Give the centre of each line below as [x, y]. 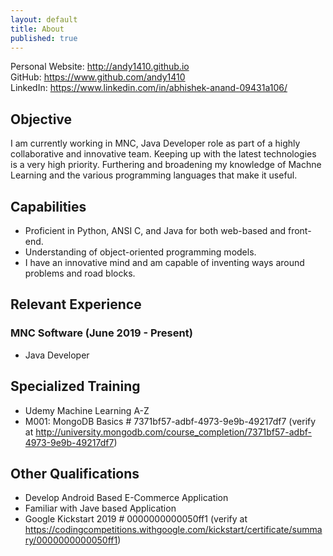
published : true [44, 38]
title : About [37, 29]
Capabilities [48, 206]
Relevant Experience [76, 304]
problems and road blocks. [80, 273]
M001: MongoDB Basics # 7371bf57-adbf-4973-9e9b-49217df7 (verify [170, 421]
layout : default [44, 19]
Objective [41, 119]
